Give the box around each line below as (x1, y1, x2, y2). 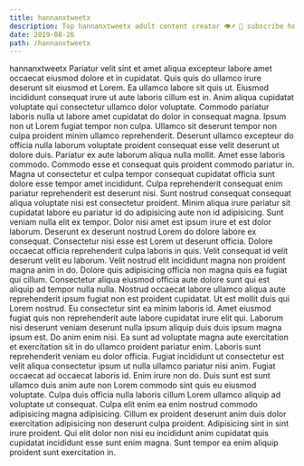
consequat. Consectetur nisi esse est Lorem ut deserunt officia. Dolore (9, 236, 273, 247)
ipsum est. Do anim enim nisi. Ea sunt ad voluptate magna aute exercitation (9, 331, 290, 343)
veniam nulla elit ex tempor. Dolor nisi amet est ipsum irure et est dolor (9, 217, 272, 228)
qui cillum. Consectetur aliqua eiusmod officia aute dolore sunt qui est (9, 275, 270, 285)
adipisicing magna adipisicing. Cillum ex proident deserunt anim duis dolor (9, 408, 287, 420)
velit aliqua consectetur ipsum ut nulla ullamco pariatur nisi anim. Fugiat (9, 360, 276, 371)
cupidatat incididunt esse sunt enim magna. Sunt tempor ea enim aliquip (9, 437, 279, 448)
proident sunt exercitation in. (9, 447, 116, 458)
